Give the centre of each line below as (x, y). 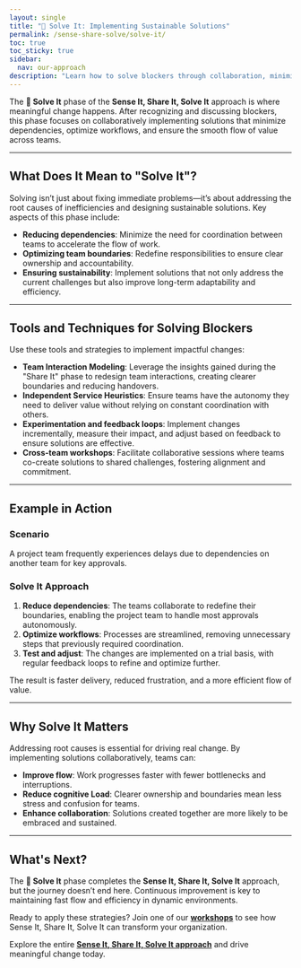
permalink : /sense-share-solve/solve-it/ (88, 34)
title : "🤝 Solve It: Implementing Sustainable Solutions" (120, 26)
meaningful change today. (57, 954)
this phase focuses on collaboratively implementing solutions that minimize (148, 120)
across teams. (35, 139)
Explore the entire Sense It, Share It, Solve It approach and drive (129, 944)
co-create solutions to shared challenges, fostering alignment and (144, 462)
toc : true (28, 43)
